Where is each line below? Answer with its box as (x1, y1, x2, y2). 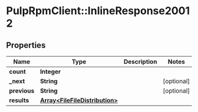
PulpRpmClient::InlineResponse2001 (6, 4, 190, 18)
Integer (40, 68, 61, 75)
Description (123, 58, 157, 65)
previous (9, 87, 35, 95)
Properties (6, 40, 46, 50)
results (9, 96, 29, 104)
